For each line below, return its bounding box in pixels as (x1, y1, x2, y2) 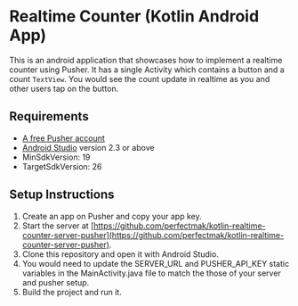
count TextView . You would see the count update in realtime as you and (9, 73, 270, 84)
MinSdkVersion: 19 (21, 152, 91, 162)
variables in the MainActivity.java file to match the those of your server (21, 268, 282, 278)
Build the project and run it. (21, 286, 122, 297)
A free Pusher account (21, 132, 105, 144)
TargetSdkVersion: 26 (21, 161, 102, 171)
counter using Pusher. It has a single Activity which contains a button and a (9, 64, 285, 75)
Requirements (9, 109, 89, 124)
